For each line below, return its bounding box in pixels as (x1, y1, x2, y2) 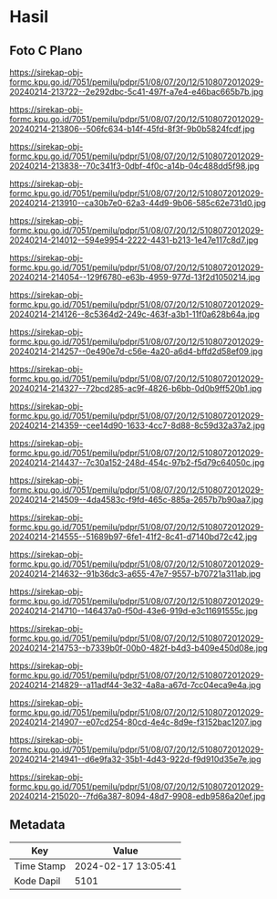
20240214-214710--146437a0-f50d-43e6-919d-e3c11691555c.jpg (9, 605, 258, 616)
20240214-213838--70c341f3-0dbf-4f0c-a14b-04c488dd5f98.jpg (9, 161, 260, 171)
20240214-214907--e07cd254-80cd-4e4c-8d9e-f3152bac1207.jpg (9, 716, 262, 727)
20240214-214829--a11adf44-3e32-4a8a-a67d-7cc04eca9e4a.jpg (9, 680, 262, 690)
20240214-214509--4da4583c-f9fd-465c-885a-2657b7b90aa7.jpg (9, 495, 264, 505)
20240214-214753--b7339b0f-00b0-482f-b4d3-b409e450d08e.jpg (9, 643, 269, 653)
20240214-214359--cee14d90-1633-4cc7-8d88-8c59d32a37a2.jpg (9, 420, 266, 431)
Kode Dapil (14, 874, 61, 887)
